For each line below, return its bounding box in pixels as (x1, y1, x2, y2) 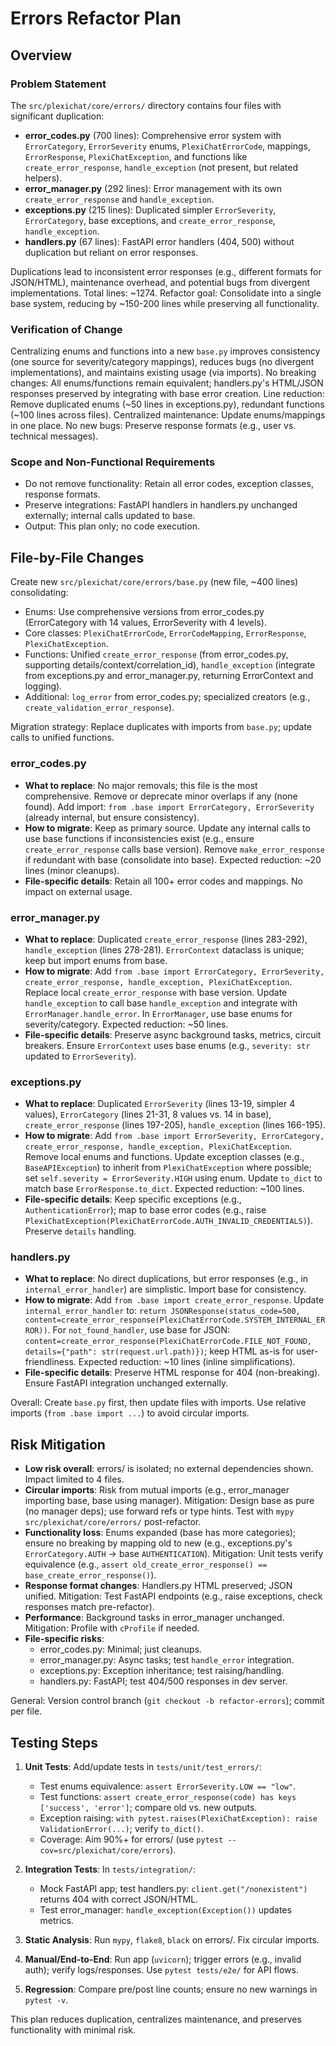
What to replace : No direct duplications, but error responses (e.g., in (24, 1273, 309, 1285)
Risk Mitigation (10, 1436, 106, 1453)
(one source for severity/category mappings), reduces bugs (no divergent (10, 356, 315, 368)
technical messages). (10, 430, 99, 442)
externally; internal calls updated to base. (24, 510, 196, 522)
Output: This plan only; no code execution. (24, 520, 200, 532)
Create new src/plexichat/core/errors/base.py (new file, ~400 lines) (10, 576, 299, 588)
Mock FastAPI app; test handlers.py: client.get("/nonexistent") (39, 1883, 308, 1895)
